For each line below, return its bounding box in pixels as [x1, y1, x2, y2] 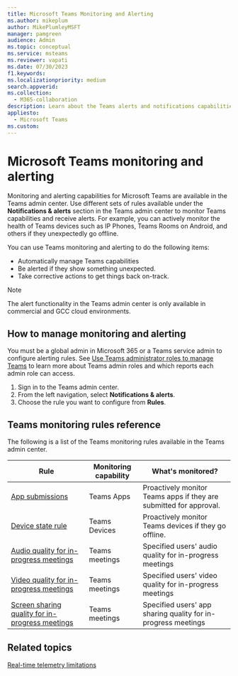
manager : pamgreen [7, 30, 62, 38]
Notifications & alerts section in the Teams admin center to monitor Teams [7, 207, 227, 215]
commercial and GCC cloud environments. [7, 307, 131, 316]
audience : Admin [7, 37, 55, 44]
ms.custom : [7, 122, 40, 130]
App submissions [11, 491, 69, 501]
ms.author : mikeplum [7, 17, 69, 24]
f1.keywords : [7, 70, 46, 77]
